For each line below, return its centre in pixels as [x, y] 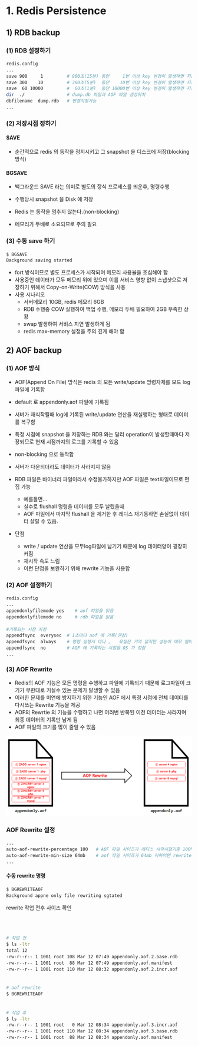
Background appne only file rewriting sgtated [64, 896]
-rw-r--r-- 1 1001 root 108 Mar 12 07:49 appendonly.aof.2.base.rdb [92, 956]
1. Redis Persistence [56, 11]
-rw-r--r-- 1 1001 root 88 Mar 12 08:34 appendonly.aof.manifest [89, 1038]
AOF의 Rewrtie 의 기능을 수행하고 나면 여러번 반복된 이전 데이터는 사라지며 [100, 712]
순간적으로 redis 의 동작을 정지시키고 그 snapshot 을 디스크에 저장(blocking [102, 152]
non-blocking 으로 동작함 [44, 454]
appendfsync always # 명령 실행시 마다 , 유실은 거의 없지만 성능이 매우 [94, 642]
